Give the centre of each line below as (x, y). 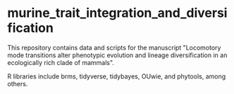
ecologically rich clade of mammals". (61, 62)
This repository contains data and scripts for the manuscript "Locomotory (114, 47)
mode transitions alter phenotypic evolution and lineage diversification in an (117, 55)
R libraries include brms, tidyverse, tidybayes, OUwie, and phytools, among (117, 76)
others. (18, 83)
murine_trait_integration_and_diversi (117, 13)
